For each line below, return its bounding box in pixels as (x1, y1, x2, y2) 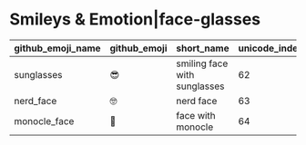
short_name (176, 42, 229, 54)
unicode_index (238, 42, 303, 54)
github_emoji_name (14, 42, 102, 54)
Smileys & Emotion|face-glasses (9, 9, 261, 30)
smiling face (176, 57, 229, 70)
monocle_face (14, 114, 75, 127)
